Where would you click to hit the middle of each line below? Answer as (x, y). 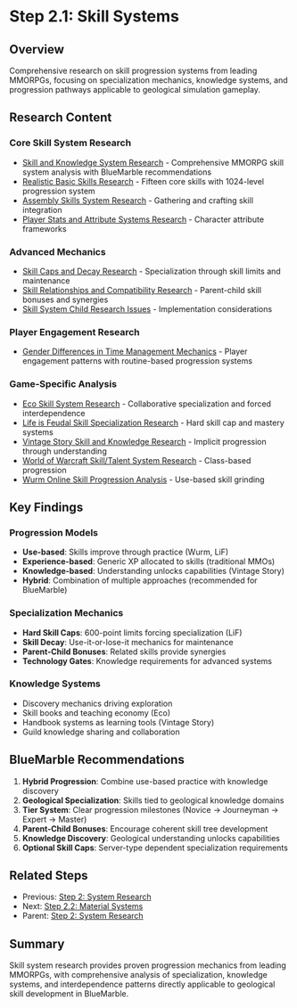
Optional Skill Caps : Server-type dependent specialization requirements (155, 848)
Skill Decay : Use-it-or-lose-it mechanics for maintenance (128, 642)
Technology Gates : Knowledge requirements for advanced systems (147, 660)
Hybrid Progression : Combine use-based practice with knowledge (145, 781)
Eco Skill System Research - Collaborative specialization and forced (147, 404)
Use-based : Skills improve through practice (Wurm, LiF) (125, 552)
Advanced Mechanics (58, 251)
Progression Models (54, 532)
